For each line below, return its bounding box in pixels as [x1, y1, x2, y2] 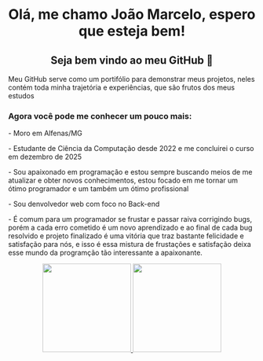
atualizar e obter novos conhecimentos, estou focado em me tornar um [8, 175, 238, 186]
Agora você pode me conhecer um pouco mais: [8, 110, 192, 121]
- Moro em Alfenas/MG [8, 128, 82, 138]
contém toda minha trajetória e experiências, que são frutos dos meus [8, 83, 236, 92]
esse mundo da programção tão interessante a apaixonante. [8, 248, 203, 257]
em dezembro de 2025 [8, 152, 82, 162]
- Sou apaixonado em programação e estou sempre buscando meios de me [8, 168, 253, 177]
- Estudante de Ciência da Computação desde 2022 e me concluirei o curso [8, 144, 254, 153]
